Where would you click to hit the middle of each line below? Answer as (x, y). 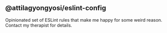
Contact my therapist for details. (39, 25)
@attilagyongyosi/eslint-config (56, 8)
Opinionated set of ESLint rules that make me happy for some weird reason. (84, 20)
